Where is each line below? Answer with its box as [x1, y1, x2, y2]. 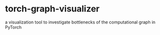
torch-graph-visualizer [5, 3, 100, 14]
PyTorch [5, 24, 22, 30]
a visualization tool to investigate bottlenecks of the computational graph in [5, 19, 156, 25]
